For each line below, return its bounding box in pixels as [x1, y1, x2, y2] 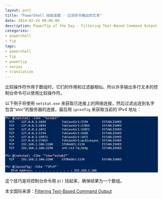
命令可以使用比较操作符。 [13, 90, 65, 96]
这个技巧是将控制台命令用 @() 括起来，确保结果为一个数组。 [5, 178, 125, 184]
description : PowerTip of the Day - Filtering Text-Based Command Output [5, 23, 158, 28]
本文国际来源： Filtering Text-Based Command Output [5, 188, 112, 194]
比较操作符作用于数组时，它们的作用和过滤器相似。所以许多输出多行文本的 [5, 84, 154, 90]
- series [5, 64, 23, 69]
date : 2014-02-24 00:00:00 [5, 18, 60, 23]
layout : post [5, 8, 32, 13]
